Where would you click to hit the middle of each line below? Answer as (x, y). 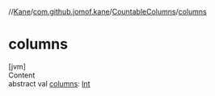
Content (22, 75)
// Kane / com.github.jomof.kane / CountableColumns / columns (108, 12)
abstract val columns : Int (49, 83)
